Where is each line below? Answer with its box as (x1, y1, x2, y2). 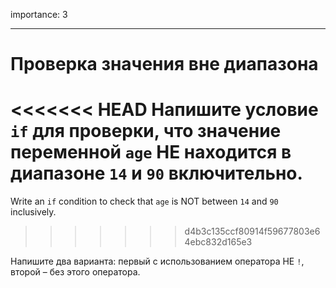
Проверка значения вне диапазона (10, 53, 319, 76)
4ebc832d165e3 (184, 236, 253, 248)
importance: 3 (10, 9, 68, 20)
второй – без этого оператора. (10, 266, 141, 278)
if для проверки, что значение (10, 120, 282, 143)
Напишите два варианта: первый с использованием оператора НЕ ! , (10, 255, 305, 268)
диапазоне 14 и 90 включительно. (10, 162, 303, 185)
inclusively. (10, 206, 57, 218)
